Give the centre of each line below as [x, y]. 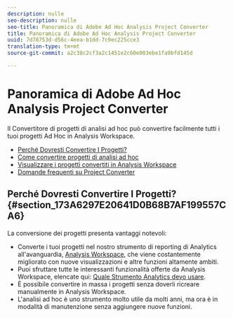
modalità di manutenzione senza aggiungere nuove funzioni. [105, 306]
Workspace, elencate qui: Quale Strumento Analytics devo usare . [111, 276]
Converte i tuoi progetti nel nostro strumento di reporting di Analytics [117, 246]
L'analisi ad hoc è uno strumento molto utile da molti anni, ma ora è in [118, 299]
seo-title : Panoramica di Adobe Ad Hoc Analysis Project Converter [108, 27]
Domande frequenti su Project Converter [76, 172]
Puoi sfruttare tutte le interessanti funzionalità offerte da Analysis [111, 269]
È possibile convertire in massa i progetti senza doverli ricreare [108, 284]
